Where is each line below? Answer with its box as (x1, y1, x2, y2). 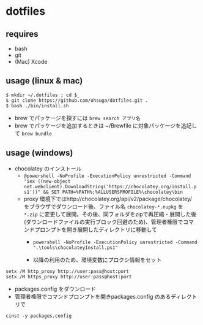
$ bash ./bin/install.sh (6, 102, 69, 109)
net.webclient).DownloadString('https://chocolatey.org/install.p (23, 183, 197, 189)
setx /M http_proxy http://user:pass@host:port (6, 268, 130, 274)
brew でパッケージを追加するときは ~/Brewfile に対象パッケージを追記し (14, 121, 197, 129)
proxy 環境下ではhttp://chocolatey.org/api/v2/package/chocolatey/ (23, 195, 192, 202)
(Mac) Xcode (14, 58, 48, 65)
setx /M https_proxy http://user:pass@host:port (6, 273, 132, 280)
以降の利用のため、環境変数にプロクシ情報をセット (32, 256, 162, 263)
